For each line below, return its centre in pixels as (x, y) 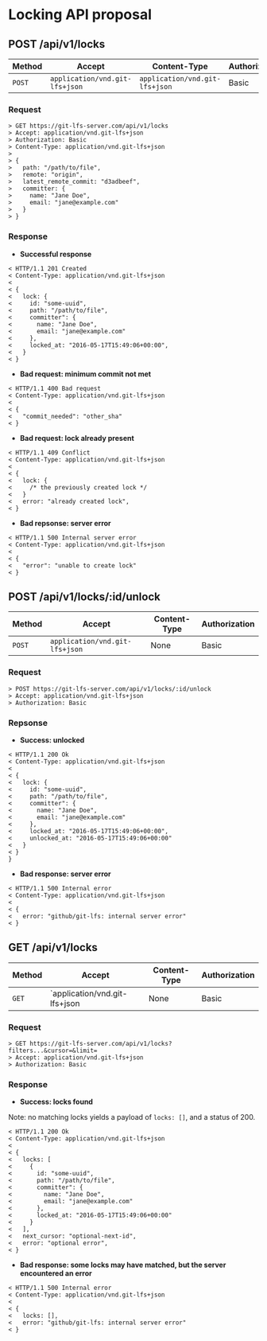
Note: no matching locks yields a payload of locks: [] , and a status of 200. (132, 1117)
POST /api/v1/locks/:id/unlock (84, 596)
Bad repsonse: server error (65, 523)
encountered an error (56, 1273)
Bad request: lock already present (77, 438)
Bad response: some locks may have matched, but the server (123, 1265)
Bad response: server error (65, 874)
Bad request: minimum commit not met (85, 374)
